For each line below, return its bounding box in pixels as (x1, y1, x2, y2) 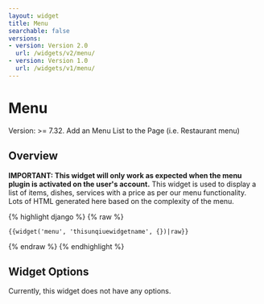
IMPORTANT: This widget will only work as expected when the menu (8, 170, 242, 180)
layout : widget (8, 11, 60, 20)
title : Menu (8, 19, 48, 27)
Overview (8, 149, 59, 163)
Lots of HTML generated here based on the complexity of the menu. (8, 196, 235, 206)
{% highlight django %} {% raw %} (8, 211, 124, 222)
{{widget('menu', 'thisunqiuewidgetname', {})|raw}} (8, 227, 189, 235)
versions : (8, 34, 42, 43)
